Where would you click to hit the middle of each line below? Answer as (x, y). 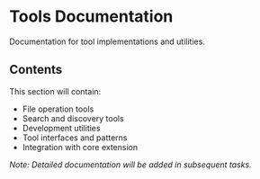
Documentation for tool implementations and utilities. (107, 41)
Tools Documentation (91, 17)
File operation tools (58, 109)
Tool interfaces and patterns (75, 138)
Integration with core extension (80, 147)
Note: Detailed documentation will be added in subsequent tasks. (130, 165)
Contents (36, 70)
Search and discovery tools (73, 118)
